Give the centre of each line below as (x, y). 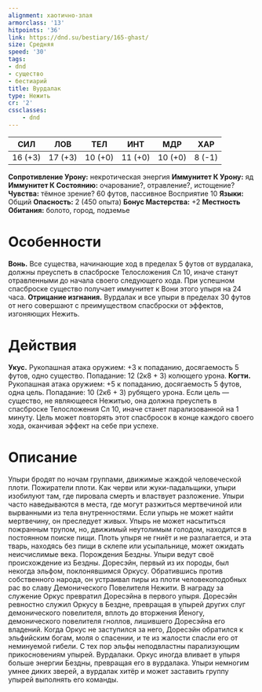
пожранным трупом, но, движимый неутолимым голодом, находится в (127, 529)
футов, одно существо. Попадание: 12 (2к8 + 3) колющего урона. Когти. (129, 375)
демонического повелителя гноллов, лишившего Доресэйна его (117, 621)
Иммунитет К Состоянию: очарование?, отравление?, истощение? (122, 185)
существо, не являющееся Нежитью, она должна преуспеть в (113, 401)
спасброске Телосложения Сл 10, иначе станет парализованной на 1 (124, 408)
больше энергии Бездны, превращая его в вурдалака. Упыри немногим (129, 663)
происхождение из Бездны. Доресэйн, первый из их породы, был (119, 562)
